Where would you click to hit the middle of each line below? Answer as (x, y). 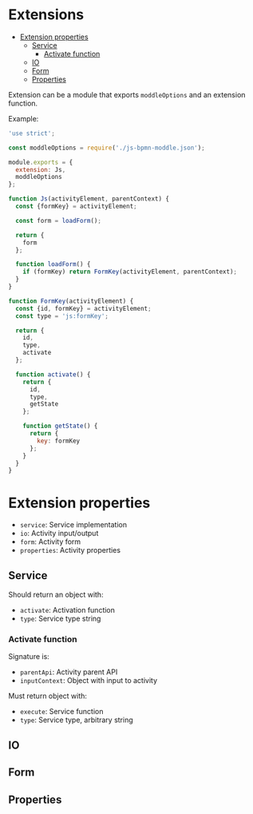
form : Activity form (50, 542)
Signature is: (29, 657)
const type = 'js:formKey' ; (62, 316)
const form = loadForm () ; (59, 220)
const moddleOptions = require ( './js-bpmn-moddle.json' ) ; (107, 148)
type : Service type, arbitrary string (76, 720)
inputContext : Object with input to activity (89, 681)
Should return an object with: (56, 595)
